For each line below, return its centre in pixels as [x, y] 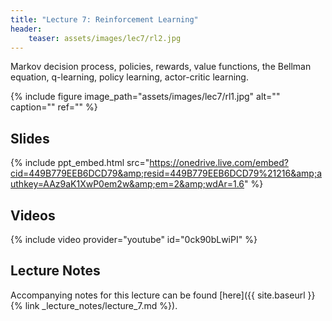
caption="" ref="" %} [54, 107]
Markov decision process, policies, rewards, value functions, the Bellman [161, 67]
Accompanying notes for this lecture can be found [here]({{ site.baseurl [158, 295]
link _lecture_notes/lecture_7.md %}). [101, 305]
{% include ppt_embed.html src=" [80, 163]
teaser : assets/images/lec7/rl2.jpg [105, 38]
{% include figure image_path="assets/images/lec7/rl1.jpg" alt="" [145, 97]
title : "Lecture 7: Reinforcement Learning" [104, 19]
